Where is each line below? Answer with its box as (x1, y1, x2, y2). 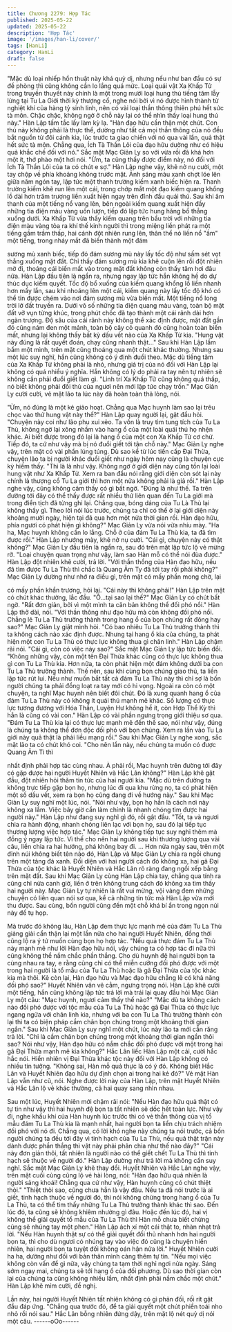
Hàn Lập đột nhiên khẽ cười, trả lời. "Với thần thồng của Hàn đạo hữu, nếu (7, 557, 217, 566)
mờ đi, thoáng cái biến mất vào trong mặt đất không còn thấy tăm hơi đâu (7, 264, 216, 272)
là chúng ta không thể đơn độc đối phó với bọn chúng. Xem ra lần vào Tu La (7, 726, 223, 734)
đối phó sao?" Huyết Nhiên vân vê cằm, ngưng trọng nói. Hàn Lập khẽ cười (7, 981, 220, 989)
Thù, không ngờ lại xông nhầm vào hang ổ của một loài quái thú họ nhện (7, 425, 213, 433)
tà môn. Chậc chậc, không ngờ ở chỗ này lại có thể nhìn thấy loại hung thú (7, 111, 219, 119)
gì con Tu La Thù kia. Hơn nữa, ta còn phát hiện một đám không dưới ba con (7, 659, 223, 667)
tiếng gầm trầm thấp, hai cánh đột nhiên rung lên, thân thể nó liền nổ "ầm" (7, 229, 219, 237)
